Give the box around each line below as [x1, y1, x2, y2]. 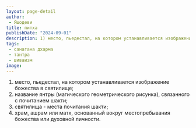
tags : [6, 41, 19, 47]
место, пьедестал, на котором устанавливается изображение [14, 79, 170, 86]
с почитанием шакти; [14, 97, 68, 104]
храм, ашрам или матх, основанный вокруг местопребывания [14, 109, 171, 116]
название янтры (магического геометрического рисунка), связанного [14, 91, 190, 98]
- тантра [8, 52, 30, 58]
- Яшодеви [8, 19, 33, 25]
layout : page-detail [6, 8, 57, 15]
